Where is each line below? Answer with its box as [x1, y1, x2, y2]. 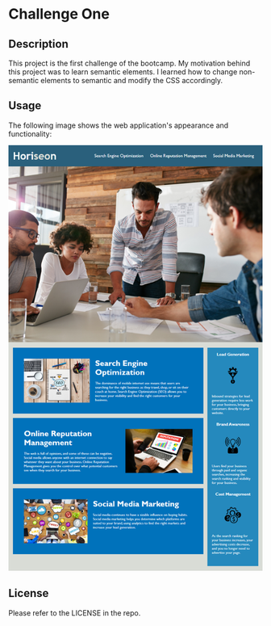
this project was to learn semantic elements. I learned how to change [8, 67, 238, 77]
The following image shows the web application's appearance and [8, 120, 229, 130]
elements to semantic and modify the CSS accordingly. [40, 76, 223, 85]
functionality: [8, 128, 52, 138]
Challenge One [8, 5, 110, 23]
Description [8, 37, 69, 51]
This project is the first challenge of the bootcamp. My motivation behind [8, 58, 251, 68]
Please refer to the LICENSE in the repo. [8, 607, 141, 618]
